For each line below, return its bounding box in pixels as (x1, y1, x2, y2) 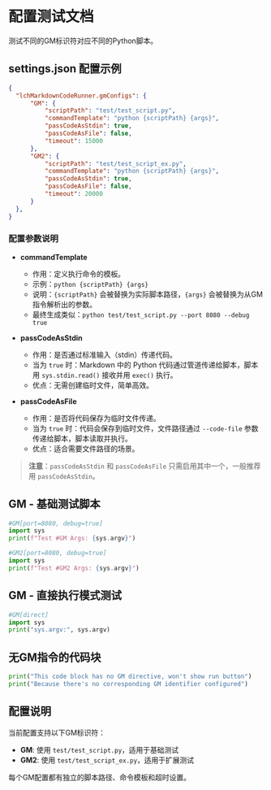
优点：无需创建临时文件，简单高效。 (32, 380, 154, 390)
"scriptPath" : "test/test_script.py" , (44, 106, 176, 115)
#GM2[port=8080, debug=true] (8, 549, 107, 558)
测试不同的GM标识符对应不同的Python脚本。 (8, 36, 158, 46)
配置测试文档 (8, 7, 95, 26)
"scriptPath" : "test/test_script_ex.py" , (44, 159, 187, 167)
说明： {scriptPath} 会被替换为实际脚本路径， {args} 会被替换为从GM (32, 289, 264, 299)
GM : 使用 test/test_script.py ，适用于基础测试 (19, 744, 179, 754)
